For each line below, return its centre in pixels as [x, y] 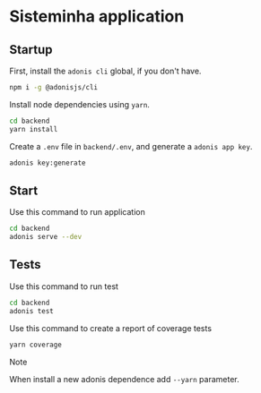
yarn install [34, 129]
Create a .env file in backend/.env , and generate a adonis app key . [131, 146]
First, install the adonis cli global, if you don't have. [105, 71]
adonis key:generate [48, 163]
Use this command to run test [64, 286]
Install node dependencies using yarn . [80, 104]
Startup [31, 50]
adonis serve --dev [46, 237]
